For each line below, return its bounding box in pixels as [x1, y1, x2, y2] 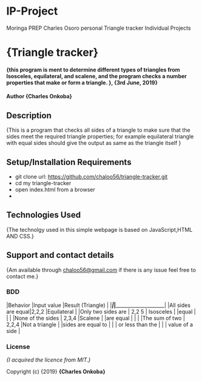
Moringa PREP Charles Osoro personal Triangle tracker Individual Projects [6, 24, 191, 32]
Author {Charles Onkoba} [6, 93, 73, 100]
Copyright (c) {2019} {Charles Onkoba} [6, 368, 106, 376]
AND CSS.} [6, 232, 35, 240]
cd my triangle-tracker [15, 179, 72, 186]
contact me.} [6, 272, 39, 280]
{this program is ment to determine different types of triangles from [6, 66, 180, 73]
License [6, 342, 30, 351]
